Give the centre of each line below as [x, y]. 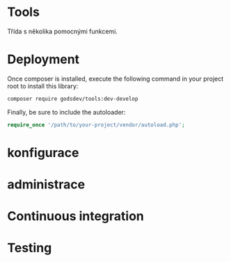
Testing [30, 248]
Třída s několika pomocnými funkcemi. [63, 31]
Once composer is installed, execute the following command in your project [115, 79]
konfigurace [43, 153]
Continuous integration [76, 216]
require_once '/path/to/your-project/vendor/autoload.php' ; [96, 125]
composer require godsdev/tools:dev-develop [73, 99]
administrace [46, 184]
